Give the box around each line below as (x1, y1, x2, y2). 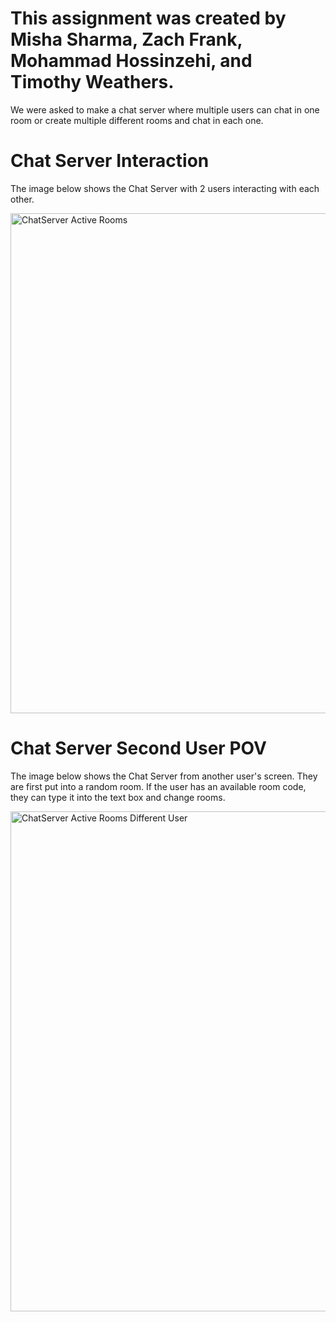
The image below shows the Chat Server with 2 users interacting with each (10, 182, 320, 194)
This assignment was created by (10, 7, 287, 30)
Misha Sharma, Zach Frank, (10, 28, 243, 51)
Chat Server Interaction (10, 150, 210, 172)
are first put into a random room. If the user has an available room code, (10, 780, 307, 792)
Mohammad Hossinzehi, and (10, 50, 253, 72)
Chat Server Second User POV (10, 737, 267, 760)
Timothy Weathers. (10, 71, 175, 94)
